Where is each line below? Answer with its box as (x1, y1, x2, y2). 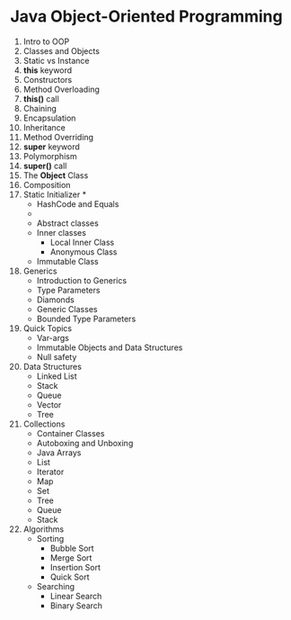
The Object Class (22, 169, 89, 181)
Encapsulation (22, 112, 76, 123)
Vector (36, 399, 62, 410)
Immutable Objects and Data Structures (36, 342, 183, 353)
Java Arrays (36, 447, 82, 458)
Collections (22, 418, 66, 429)
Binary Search (49, 600, 102, 611)
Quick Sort (49, 571, 90, 582)
